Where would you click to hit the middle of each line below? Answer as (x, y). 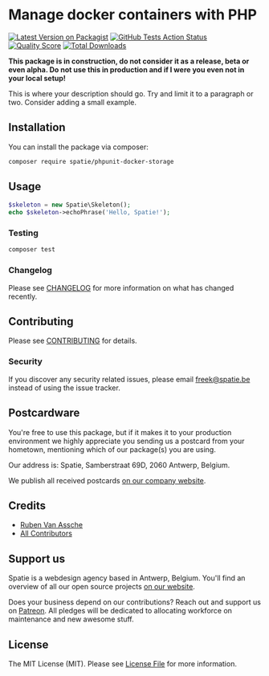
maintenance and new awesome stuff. (71, 619)
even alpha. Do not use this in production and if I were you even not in (126, 69)
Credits (27, 505)
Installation (37, 127)
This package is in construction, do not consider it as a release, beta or (129, 61)
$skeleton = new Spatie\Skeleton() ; (69, 205)
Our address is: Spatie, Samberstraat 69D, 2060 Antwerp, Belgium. (119, 465)
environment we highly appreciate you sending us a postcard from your (126, 441)
